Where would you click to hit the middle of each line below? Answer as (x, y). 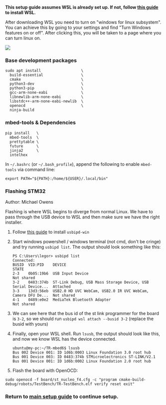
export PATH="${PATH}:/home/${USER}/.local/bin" (57, 179)
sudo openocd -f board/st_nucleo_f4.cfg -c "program (61, 380)
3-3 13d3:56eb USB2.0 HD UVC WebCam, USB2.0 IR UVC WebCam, (81, 291)
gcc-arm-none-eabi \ (47, 93)
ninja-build (22, 110)
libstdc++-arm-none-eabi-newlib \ (47, 101)
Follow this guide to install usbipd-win (51, 232)
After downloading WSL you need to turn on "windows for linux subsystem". (83, 22)
